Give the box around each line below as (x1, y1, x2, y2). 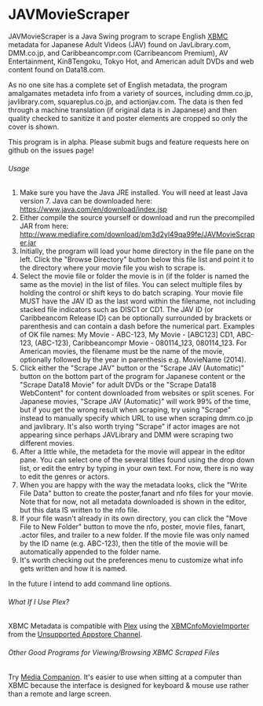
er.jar (19, 238, 37, 248)
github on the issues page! (8, 145, 94, 155)
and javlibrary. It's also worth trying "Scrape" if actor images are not (19, 422, 240, 432)
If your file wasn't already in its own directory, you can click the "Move (19, 513, 247, 524)
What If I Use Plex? (8, 597, 70, 606)
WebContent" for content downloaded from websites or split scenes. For (19, 388, 255, 398)
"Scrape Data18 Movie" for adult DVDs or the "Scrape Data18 (19, 380, 217, 390)
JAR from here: (19, 222, 69, 231)
